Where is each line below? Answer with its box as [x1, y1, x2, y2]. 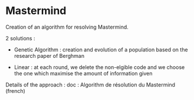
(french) [5, 87, 26, 94]
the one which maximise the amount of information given [14, 70, 153, 77]
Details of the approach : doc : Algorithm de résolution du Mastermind [5, 81, 175, 88]
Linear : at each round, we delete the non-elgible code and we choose [14, 63, 185, 71]
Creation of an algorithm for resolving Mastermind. [5, 23, 129, 30]
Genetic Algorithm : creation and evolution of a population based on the [14, 46, 188, 53]
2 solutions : [5, 35, 35, 42]
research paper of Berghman [14, 52, 85, 59]
